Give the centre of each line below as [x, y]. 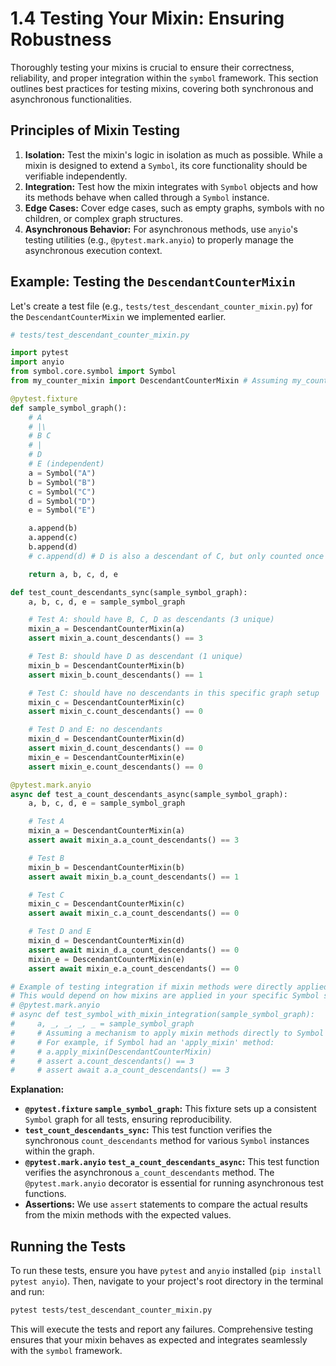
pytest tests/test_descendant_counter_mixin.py [111, 1310]
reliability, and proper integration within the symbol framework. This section [164, 78]
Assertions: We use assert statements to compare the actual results [166, 1204]
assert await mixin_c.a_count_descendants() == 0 [134, 913]
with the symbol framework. [66, 1350]
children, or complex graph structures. [104, 218]
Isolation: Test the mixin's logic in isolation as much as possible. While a [173, 154]
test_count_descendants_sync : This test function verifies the [148, 1130]
